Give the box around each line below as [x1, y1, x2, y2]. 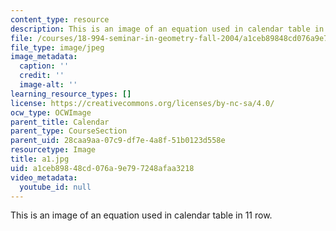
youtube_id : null [19, 182, 92, 192]
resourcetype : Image [10, 145, 97, 155]
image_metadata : [10, 52, 78, 62]
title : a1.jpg [10, 154, 70, 164]
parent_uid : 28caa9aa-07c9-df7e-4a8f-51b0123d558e [10, 136, 226, 146]
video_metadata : [10, 172, 78, 183]
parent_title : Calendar [10, 117, 110, 127]
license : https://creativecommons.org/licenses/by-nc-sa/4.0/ [10, 98, 275, 108]
